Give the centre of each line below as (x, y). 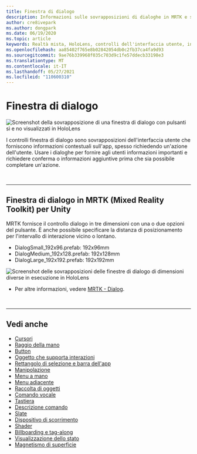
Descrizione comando (41, 407)
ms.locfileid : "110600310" (39, 77)
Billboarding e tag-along (44, 432)
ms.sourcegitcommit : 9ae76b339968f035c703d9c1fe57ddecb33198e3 (85, 55)
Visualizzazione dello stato (47, 438)
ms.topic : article (28, 39)
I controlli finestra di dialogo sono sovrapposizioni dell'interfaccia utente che (98, 140)
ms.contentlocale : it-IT (36, 66)
